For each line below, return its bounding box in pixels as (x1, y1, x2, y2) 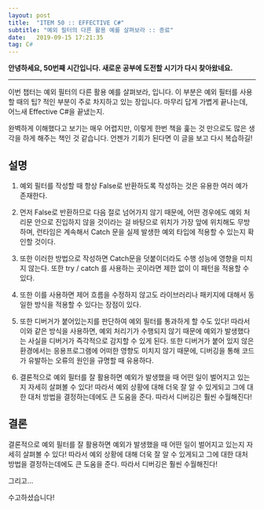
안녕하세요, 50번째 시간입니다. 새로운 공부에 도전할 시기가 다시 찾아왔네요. (8, 64, 233, 73)
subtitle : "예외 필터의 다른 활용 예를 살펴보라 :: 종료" (8, 26, 174, 34)
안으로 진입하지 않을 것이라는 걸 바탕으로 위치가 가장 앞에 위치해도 (34, 217, 236, 226)
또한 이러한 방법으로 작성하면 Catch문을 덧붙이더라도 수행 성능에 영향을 (19, 253, 238, 263)
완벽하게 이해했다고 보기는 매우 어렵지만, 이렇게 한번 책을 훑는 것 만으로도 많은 (8, 123, 247, 134)
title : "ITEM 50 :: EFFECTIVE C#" (8, 19, 125, 27)
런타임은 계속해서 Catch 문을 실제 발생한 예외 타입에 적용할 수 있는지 (36, 227, 246, 236)
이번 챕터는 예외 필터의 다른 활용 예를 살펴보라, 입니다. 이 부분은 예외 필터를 (8, 87, 238, 97)
